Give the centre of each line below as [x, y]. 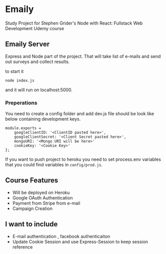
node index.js [20, 80]
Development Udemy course [34, 28]
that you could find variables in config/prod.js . [54, 165]
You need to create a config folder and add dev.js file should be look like [79, 114]
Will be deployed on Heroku [41, 192]
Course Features [32, 181]
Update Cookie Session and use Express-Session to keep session [80, 241]
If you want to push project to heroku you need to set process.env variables [83, 159]
